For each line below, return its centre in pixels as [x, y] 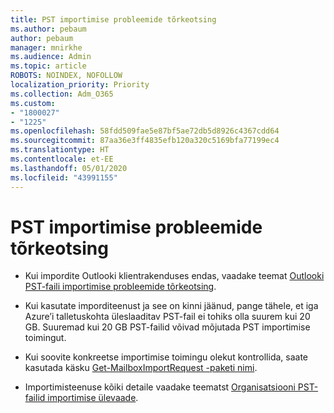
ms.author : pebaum [48, 29]
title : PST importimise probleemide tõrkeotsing [113, 19]
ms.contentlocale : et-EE [62, 159]
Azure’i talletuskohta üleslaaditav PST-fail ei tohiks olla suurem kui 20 [167, 317]
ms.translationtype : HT [60, 150]
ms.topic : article [48, 66]
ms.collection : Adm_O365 [62, 94]
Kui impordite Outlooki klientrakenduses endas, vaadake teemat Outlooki [174, 276]
